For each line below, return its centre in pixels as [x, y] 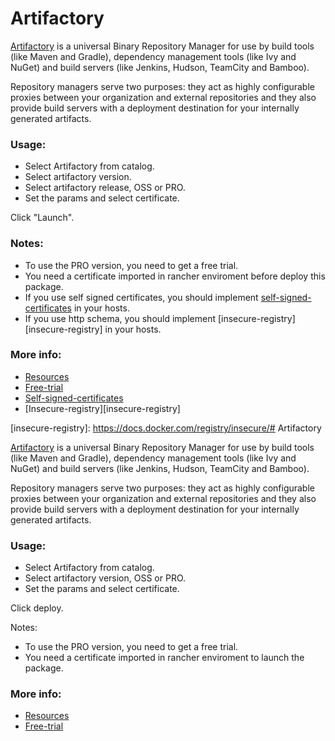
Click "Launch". [42, 218]
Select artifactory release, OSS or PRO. [105, 188]
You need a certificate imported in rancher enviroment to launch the [164, 658]
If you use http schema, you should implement [120, 318]
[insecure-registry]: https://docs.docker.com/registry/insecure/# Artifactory [166, 428]
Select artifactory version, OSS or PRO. [105, 578]
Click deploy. [37, 608]
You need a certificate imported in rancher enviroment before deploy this [175, 276]
